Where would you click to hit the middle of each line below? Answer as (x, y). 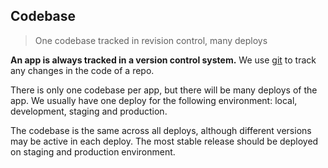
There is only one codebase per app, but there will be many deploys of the (164, 90)
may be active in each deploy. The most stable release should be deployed (164, 141)
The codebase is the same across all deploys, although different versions (161, 130)
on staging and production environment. (93, 151)
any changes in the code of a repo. (82, 70)
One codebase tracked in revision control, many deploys (151, 40)
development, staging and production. (89, 111)
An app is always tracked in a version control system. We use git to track (163, 60)
